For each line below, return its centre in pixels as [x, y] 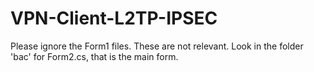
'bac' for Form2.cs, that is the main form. [94, 56]
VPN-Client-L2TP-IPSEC [114, 18]
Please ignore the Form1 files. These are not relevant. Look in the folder [157, 46]
